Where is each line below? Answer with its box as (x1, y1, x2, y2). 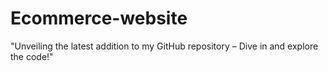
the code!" (10, 50, 54, 62)
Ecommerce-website (10, 7, 188, 30)
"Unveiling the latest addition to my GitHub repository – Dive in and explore (10, 40, 319, 52)
